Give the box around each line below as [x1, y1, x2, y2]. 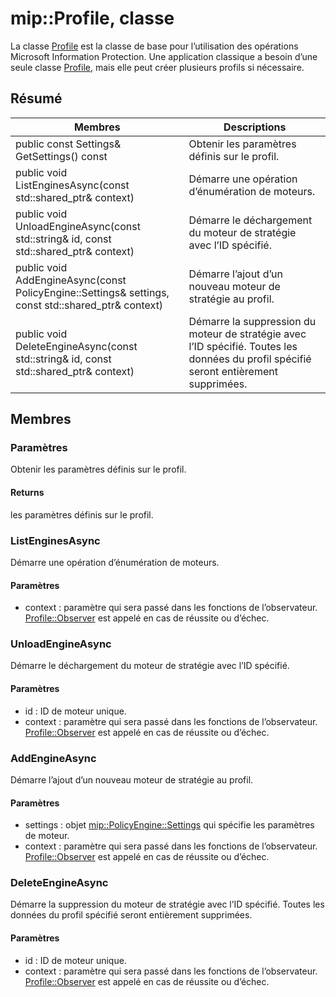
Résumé [10, 90, 63, 107]
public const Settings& [15, 137, 122, 151]
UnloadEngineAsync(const [15, 219, 141, 233]
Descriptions [223, 120, 287, 134]
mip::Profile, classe [10, 7, 175, 30]
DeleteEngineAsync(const [15, 339, 138, 353]
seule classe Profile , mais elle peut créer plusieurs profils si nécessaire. [10, 61, 305, 73]
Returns [10, 487, 45, 499]
